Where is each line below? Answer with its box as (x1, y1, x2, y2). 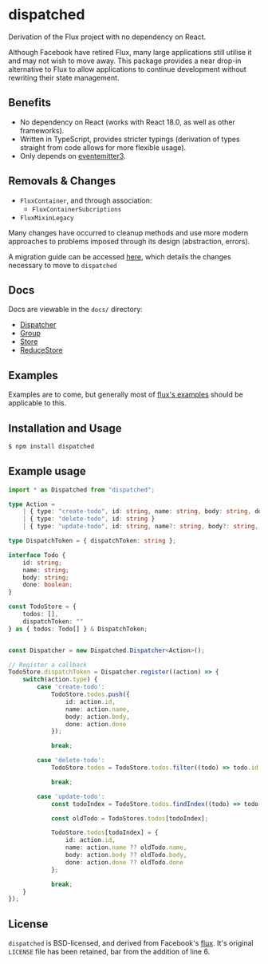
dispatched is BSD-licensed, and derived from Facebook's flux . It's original (8, 938, 254, 948)
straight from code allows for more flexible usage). (19, 142, 187, 152)
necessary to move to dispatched (8, 260, 117, 270)
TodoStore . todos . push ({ (50, 690, 130, 699)
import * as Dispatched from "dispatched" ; (8, 485, 156, 494)
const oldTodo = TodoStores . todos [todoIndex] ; (50, 814, 209, 823)
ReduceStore (19, 346, 63, 355)
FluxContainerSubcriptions (31, 205, 122, 213)
